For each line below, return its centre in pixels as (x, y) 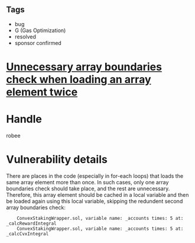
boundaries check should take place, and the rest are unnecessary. (88, 188)
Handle (24, 119)
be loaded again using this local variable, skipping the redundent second (95, 201)
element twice (42, 92)
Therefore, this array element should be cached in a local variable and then (97, 194)
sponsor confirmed (38, 43)
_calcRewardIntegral (32, 223)
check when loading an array (79, 79)
